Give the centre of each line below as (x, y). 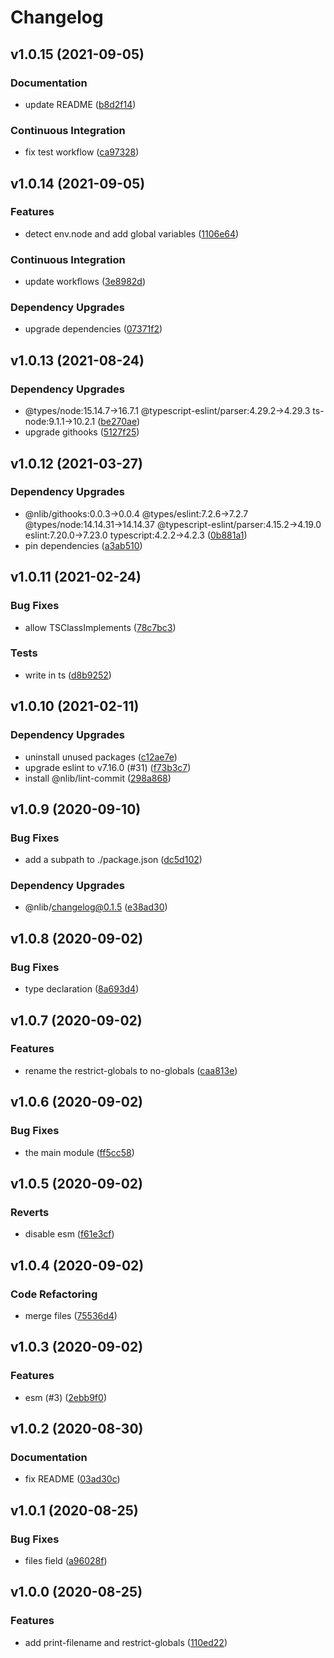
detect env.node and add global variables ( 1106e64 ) (132, 233)
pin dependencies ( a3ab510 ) (83, 545)
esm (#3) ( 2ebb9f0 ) (65, 1397)
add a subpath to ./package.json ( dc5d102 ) (113, 860)
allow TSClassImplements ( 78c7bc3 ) (100, 627)
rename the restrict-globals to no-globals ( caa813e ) (131, 1070)
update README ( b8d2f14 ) (80, 104)
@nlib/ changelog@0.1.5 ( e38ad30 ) (96, 907)
